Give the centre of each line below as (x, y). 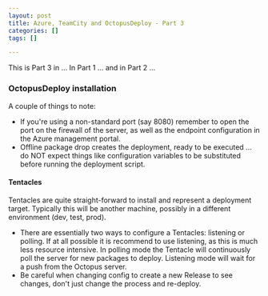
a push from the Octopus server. (73, 266)
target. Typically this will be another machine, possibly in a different (120, 208)
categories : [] (34, 30)
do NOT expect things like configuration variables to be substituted (130, 155)
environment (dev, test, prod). (57, 217)
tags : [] (23, 38)
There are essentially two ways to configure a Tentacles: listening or (132, 232)
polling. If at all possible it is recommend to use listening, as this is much (139, 241)
